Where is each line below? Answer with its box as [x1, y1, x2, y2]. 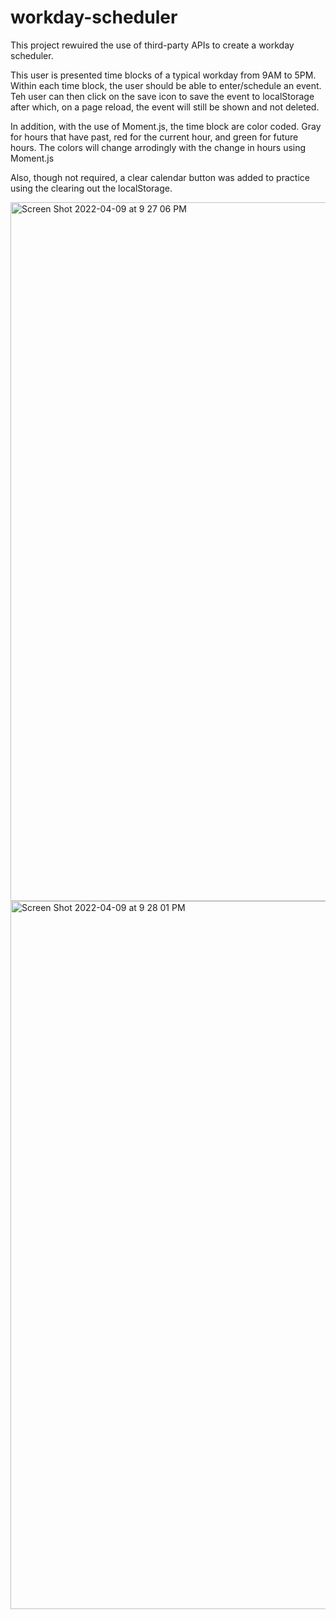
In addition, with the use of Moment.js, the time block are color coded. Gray [10, 120, 322, 132]
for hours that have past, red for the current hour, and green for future [10, 131, 299, 143]
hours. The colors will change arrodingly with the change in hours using [10, 141, 307, 153]
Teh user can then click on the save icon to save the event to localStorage [10, 90, 315, 102]
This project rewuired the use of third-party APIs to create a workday [10, 39, 295, 51]
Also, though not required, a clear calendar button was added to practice [10, 171, 310, 183]
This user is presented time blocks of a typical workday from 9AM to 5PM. [10, 69, 317, 81]
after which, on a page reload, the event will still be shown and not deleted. [10, 101, 320, 113]
